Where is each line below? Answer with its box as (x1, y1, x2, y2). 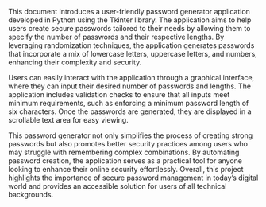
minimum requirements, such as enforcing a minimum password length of (8, 99, 249, 107)
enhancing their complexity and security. (8, 57, 142, 67)
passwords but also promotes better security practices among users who (8, 139, 249, 148)
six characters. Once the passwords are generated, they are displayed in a (8, 107, 252, 116)
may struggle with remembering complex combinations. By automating (8, 147, 240, 157)
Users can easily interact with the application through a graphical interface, (8, 73, 255, 82)
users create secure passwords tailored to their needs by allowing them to (8, 24, 251, 33)
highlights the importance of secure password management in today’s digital (8, 173, 259, 182)
